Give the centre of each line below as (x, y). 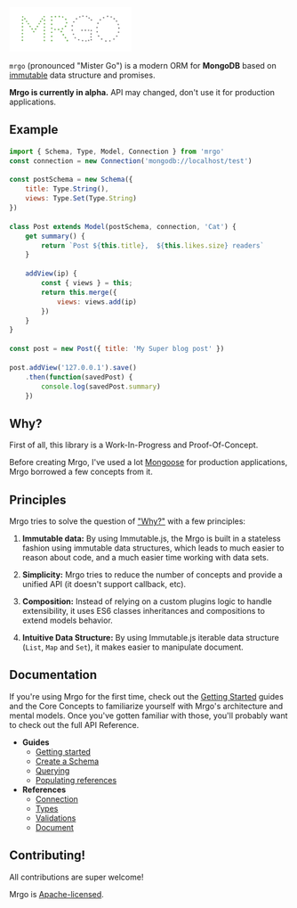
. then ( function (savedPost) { (79, 377)
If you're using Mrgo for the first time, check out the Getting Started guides (147, 696)
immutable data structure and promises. (82, 75)
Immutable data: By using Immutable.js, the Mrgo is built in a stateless (152, 539)
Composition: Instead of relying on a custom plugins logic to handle (147, 601)
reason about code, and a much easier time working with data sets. (145, 558)
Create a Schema (67, 761)
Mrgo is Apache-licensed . (56, 894)
